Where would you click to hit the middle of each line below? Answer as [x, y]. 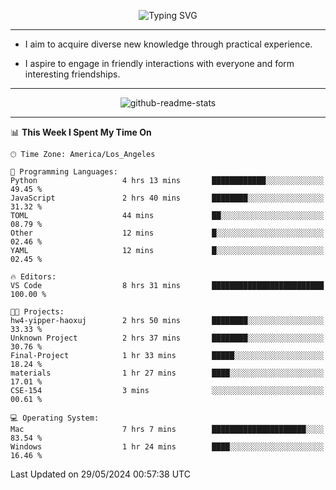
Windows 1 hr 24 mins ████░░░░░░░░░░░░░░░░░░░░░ [167, 447]
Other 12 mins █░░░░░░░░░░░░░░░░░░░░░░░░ [167, 233]
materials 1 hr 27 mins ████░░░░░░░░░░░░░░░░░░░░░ [167, 373]
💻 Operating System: [55, 418]
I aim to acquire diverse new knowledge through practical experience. [168, 44]
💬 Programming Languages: [64, 172]
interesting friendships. [72, 74]
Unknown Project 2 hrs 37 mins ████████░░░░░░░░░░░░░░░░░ [167, 338]
